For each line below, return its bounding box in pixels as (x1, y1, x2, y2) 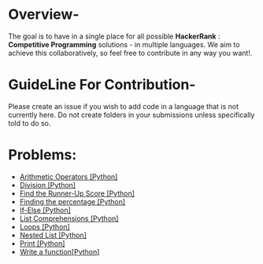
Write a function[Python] (19, 247, 100, 256)
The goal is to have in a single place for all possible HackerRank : (8, 31, 220, 41)
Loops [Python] (19, 222, 71, 231)
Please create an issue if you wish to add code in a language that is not (8, 101, 239, 111)
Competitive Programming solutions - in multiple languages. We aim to (8, 39, 240, 49)
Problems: (8, 146, 77, 164)
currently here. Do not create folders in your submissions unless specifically (8, 110, 255, 119)
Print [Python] (19, 238, 65, 248)
